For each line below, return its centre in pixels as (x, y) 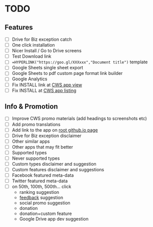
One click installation (33, 45)
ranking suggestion (39, 192)
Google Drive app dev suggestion (54, 219)
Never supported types (36, 158)
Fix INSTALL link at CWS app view (47, 85)
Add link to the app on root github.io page (55, 130)
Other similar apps (31, 141)
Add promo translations (36, 124)
